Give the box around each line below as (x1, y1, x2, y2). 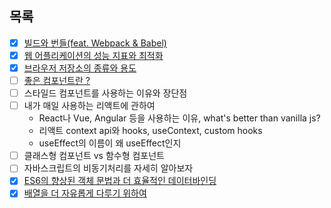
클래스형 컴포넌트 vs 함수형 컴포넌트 (23, 150, 165, 162)
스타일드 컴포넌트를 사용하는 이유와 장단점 (23, 87, 188, 99)
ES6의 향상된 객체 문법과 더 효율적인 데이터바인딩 (23, 175, 217, 187)
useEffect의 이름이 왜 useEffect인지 (38, 137, 182, 149)
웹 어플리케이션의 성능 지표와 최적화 (23, 49, 164, 61)
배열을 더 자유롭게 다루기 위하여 (23, 187, 147, 199)
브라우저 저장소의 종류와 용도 (23, 62, 137, 74)
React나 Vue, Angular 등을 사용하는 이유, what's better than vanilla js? (38, 112, 321, 124)
